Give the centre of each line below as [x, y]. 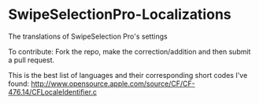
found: [19, 84]
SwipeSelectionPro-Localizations [120, 15]
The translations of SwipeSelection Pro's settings [88, 36]
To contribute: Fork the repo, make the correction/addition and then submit [129, 51]
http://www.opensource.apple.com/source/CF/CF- [113, 84]
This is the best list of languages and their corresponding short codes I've [128, 75]
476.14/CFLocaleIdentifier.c [52, 91]
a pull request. [31, 60]
